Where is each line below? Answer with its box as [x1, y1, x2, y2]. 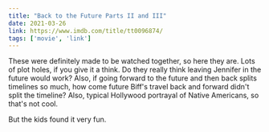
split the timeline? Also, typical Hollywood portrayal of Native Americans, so [8, 90, 259, 101]
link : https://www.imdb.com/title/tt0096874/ [8, 27, 163, 35]
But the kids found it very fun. [8, 114, 107, 125]
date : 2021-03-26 [8, 19, 67, 27]
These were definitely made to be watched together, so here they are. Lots [8, 56, 255, 66]
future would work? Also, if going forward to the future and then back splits [8, 73, 257, 83]
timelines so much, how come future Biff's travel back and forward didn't [8, 82, 250, 92]
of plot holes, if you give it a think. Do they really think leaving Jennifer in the [8, 65, 262, 75]
